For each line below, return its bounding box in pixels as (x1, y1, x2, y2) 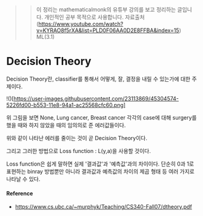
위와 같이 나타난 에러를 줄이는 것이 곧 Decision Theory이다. (6, 134, 147, 141)
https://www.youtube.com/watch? (38, 21, 124, 27)
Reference (6, 189, 33, 197)
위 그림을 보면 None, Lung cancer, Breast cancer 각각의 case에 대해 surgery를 (6, 113, 197, 121)
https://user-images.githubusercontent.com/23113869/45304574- (13, 95, 179, 102)
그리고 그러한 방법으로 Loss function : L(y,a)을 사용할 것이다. (6, 147, 151, 154)
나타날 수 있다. (6, 175, 41, 183)
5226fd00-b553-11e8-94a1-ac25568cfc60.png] (6, 101, 126, 109)
